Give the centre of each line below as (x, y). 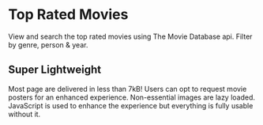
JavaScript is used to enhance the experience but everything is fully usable (131, 105)
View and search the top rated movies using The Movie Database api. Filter (130, 36)
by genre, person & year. (48, 44)
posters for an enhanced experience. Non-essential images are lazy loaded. (131, 97)
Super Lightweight (54, 70)
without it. (24, 114)
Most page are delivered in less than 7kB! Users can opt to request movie (128, 89)
